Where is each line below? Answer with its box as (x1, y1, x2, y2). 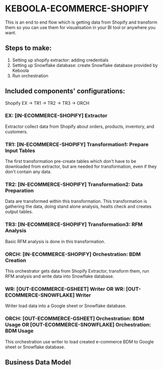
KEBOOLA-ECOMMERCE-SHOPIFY (5, 3, 149, 14)
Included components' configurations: (5, 87, 125, 95)
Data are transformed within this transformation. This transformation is (5, 198, 147, 204)
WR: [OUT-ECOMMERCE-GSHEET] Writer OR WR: (5, 285, 125, 292)
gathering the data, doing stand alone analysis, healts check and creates (5, 204, 152, 210)
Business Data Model (5, 358, 71, 367)
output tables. (5, 209, 33, 215)
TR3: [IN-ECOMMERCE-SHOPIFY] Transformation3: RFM (5, 221, 143, 228)
